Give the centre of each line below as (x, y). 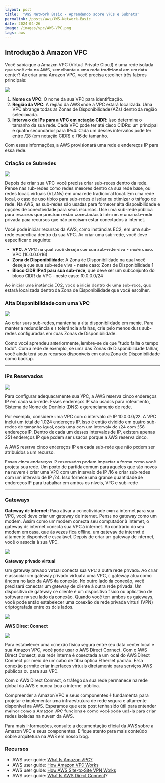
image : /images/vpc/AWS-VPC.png (38, 28)
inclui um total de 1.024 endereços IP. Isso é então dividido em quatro (75, 422)
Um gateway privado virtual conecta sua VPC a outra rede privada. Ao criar (81, 570)
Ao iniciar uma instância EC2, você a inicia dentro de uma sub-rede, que (78, 285)
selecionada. (25, 114)
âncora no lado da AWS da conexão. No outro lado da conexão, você (75, 581)
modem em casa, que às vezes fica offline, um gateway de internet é (75, 532)
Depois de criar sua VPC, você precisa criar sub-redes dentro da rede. (77, 183)
